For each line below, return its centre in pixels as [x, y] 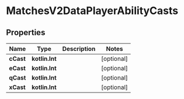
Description [79, 49]
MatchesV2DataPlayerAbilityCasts [92, 11]
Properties [26, 33]
